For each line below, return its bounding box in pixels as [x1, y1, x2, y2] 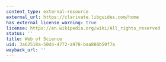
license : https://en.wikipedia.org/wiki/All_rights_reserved [6, 25, 161, 31]
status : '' [6, 31, 33, 37]
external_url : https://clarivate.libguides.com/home [6, 14, 139, 20]
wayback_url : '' [6, 47, 46, 53]
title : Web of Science [6, 36, 62, 42]
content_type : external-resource [6, 8, 89, 15]
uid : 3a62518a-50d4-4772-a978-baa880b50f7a [6, 42, 116, 48]
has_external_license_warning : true [6, 19, 97, 25]
